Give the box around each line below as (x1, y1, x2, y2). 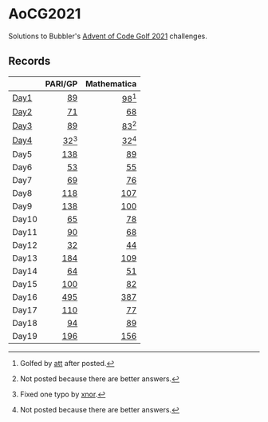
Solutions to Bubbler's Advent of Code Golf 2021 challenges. (8, 31, 207, 41)
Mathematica (85, 78, 137, 89)
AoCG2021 (8, 5, 81, 23)
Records (8, 54, 51, 68)
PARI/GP (45, 78, 78, 89)
